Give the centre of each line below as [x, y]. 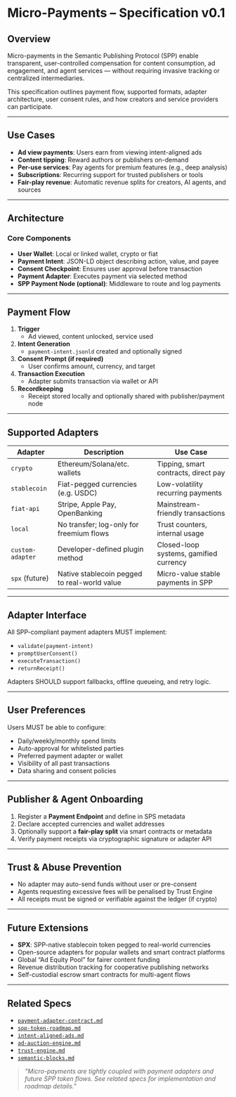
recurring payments [190, 493]
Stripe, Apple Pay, [87, 505]
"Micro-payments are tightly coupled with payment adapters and [119, 1071]
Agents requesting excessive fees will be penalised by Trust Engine [115, 892]
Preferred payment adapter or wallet [70, 755]
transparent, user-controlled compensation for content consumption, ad [111, 63]
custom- [24, 550]
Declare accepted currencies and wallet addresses [91, 824]
